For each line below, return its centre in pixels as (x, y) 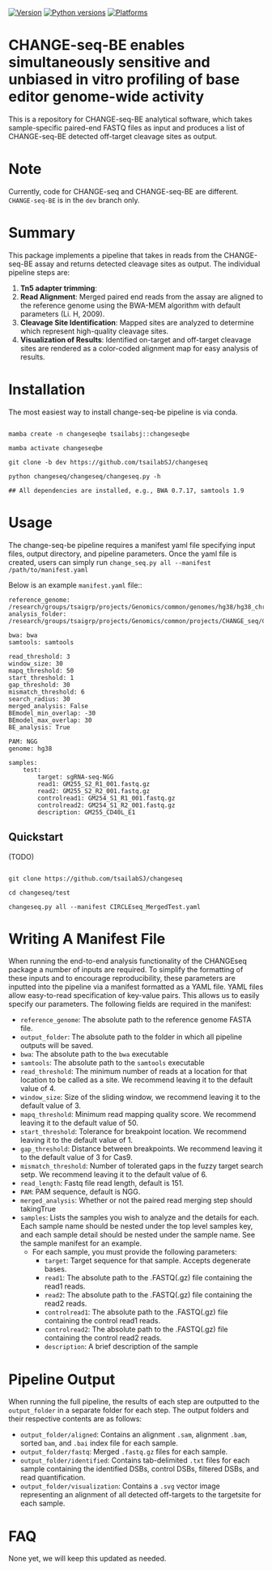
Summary (42, 233)
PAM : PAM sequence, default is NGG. (80, 1192)
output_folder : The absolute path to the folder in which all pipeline (131, 1037)
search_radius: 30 (39, 699)
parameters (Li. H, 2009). (62, 314)
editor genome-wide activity (106, 97)
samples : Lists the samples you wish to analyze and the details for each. (139, 1217)
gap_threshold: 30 (39, 685)
